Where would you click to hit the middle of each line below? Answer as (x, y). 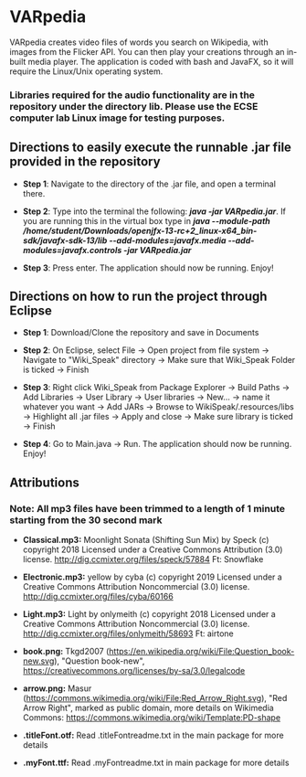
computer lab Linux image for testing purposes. (117, 118)
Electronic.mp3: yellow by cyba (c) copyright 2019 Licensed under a (153, 577)
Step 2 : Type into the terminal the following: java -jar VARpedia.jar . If (154, 211)
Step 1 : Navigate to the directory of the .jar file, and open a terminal (149, 184)
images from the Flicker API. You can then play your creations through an (147, 51)
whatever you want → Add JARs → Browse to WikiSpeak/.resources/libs (158, 407)
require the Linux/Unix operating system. (86, 71)
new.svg (38, 661)
